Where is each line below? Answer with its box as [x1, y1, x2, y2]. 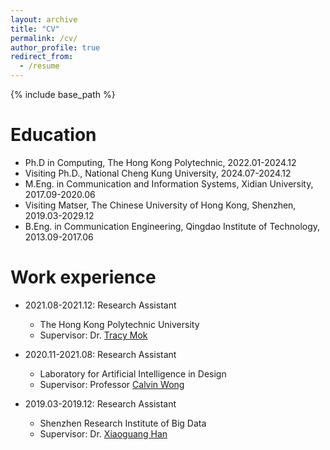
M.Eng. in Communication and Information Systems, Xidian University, [24, 177, 314, 190]
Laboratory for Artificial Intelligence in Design [39, 367, 227, 380]
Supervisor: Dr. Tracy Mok [39, 329, 148, 341]
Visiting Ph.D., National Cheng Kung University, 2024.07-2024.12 [24, 167, 292, 179]
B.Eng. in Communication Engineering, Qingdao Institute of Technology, [24, 220, 321, 232]
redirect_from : [10, 52, 74, 62]
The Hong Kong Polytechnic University [39, 318, 200, 330]
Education [10, 124, 97, 146]
